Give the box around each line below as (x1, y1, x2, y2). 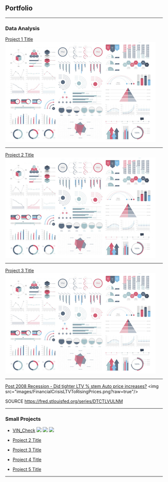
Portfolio (5, 4, 33, 13)
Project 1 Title (5, 36, 33, 42)
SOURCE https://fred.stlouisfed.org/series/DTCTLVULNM (5, 398, 123, 404)
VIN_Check (12, 427, 35, 433)
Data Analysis (5, 25, 40, 32)
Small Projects (5, 416, 41, 423)
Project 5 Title (12, 466, 41, 472)
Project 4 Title (12, 456, 41, 463)
